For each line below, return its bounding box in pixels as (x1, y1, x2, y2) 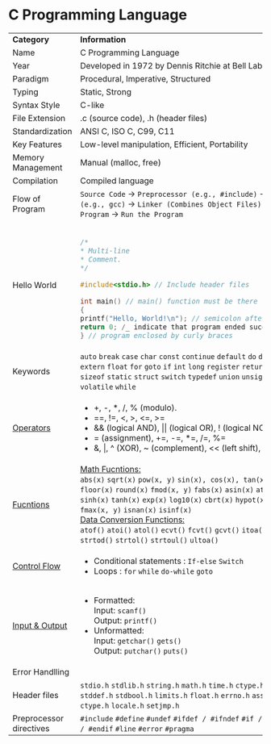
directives (12, 722, 50, 734)
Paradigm (12, 73, 49, 84)
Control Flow (12, 560, 61, 571)
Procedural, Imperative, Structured (80, 73, 211, 84)
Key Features (12, 139, 62, 150)
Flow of (12, 193, 41, 204)
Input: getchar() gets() (94, 635, 182, 646)
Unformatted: (94, 625, 144, 636)
